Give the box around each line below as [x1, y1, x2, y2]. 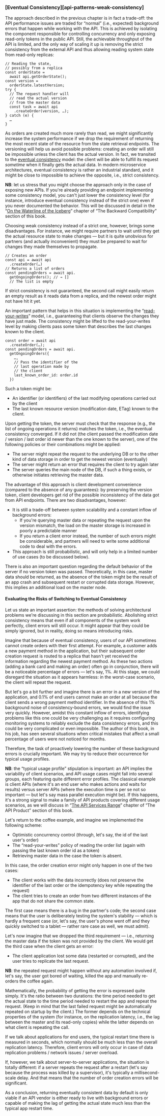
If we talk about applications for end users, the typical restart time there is [5, 1034, 155, 1040]
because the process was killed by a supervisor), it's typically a [5, 1069, 134, 1076]
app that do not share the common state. [12, 898, 95, 904]
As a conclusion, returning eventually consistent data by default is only [5, 1089, 148, 1095]
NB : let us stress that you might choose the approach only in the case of [5, 182, 151, 188]
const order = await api [5, 338, 56, 344]
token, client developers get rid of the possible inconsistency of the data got [5, 492, 160, 498]
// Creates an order [5, 253, 48, 258]
